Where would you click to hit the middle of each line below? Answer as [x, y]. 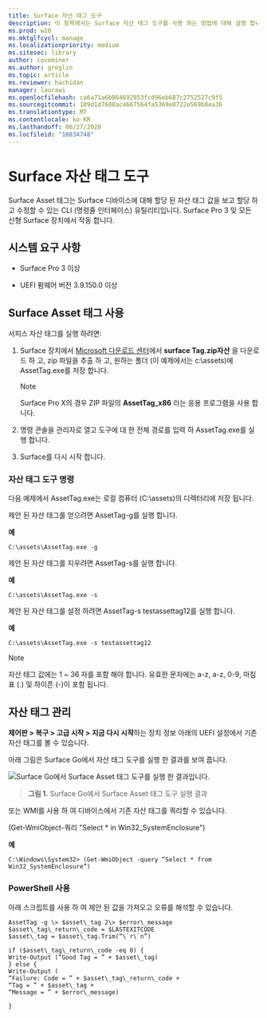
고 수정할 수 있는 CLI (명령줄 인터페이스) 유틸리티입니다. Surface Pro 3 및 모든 [130, 210]
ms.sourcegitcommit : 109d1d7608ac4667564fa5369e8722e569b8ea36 [116, 105]
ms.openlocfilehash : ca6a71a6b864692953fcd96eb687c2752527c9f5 [116, 97]
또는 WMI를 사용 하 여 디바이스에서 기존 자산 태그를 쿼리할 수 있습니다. [118, 810]
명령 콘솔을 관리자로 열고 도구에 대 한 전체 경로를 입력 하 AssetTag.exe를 [133, 430]
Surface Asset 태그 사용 [67, 313]
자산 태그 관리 [40, 712]
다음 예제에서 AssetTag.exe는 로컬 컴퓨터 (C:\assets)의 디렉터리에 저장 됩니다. [131, 498]
